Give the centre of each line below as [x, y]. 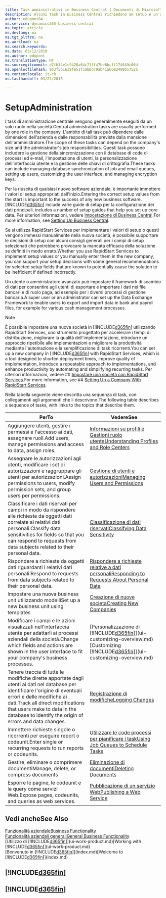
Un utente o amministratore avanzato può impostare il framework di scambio [83, 281]
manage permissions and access [46, 444]
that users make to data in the [42, 709]
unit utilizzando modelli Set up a [44, 600]
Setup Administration [49, 107]
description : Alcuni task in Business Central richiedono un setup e [78, 14]
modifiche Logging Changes [122, 699]
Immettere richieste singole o [41, 729]
